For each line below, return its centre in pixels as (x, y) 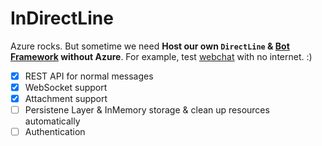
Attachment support (66, 99)
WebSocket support (66, 87)
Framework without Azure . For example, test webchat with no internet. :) (161, 56)
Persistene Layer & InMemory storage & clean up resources (147, 110)
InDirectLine (62, 18)
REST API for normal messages (89, 76)
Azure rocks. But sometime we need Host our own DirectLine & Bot (150, 46)
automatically (52, 121)
